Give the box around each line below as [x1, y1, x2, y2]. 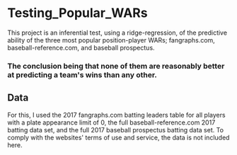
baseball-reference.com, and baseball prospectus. [7, 43, 155, 52]
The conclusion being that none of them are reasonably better [7, 61, 225, 71]
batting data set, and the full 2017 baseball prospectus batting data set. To [7, 125, 224, 134]
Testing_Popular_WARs [7, 5, 148, 21]
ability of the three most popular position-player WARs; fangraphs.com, [7, 35, 216, 44]
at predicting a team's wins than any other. [7, 69, 158, 79]
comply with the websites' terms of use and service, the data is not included [7, 133, 230, 142]
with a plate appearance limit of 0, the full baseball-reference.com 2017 [7, 118, 216, 127]
